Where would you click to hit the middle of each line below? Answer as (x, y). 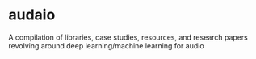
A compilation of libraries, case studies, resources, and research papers (128, 37)
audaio (32, 15)
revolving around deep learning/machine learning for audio (106, 45)
